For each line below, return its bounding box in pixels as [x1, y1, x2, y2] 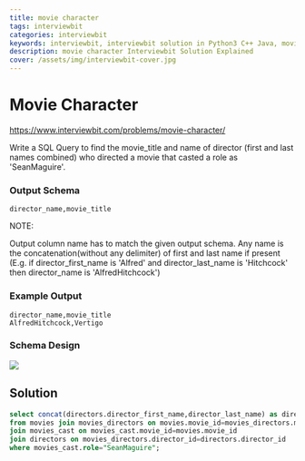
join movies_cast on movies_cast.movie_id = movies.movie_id [9, 427, 238, 436]
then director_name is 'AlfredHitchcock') [9, 267, 161, 278]
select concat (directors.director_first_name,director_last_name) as [9, 409, 279, 418]
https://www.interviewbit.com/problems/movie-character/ [9, 124, 226, 135]
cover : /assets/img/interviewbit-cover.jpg [9, 55, 177, 64]
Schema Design [9, 339, 81, 352]
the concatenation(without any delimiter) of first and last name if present [9, 248, 281, 259]
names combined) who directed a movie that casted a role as [9, 152, 239, 162]
